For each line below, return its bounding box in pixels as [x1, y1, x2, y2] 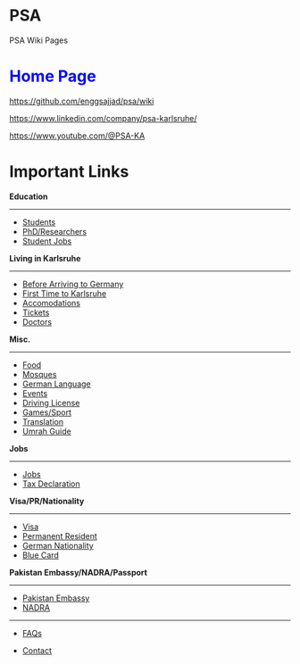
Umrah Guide [21, 426, 71, 436]
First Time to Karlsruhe [21, 287, 107, 299]
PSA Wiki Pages [9, 35, 69, 46]
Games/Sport [21, 407, 71, 418]
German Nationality [21, 540, 94, 551]
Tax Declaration [21, 478, 80, 489]
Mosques [21, 369, 57, 379]
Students [21, 216, 56, 228]
